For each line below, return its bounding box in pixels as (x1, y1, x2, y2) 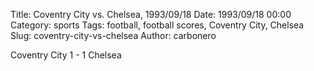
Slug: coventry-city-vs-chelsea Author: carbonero (10, 30, 217, 41)
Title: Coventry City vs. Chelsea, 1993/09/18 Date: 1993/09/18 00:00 (10, 9, 292, 20)
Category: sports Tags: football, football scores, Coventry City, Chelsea (10, 19, 305, 31)
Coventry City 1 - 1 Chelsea (10, 49, 122, 61)
